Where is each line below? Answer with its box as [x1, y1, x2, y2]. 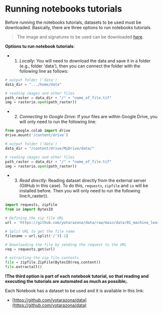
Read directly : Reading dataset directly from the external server [19, 178, 147, 184]
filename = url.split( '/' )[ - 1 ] [5, 234, 68, 238]
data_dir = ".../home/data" [5, 82, 62, 87]
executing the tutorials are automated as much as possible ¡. [5, 279, 128, 284]
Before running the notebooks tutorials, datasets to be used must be [5, 19, 142, 25]
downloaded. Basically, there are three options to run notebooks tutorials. [5, 24, 152, 30]
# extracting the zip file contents [5, 255, 79, 260]
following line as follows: [19, 68, 69, 74]
